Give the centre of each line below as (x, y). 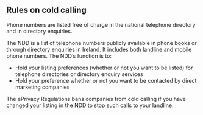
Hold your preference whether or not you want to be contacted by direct (106, 80)
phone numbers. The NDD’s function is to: (59, 56)
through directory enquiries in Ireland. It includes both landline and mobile (99, 49)
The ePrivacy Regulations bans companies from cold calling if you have (96, 99)
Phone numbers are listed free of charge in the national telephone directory (101, 24)
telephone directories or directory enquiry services (79, 74)
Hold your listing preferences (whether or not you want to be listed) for (104, 68)
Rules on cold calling (47, 10)
